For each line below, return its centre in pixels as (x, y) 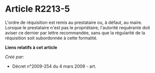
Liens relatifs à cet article (31, 47)
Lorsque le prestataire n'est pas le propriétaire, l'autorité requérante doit (77, 27)
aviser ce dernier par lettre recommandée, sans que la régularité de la (75, 33)
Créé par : (15, 56)
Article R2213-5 (38, 9)
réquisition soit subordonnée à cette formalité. (51, 38)
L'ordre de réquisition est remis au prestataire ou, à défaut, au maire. (74, 22)
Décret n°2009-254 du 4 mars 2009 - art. (54, 66)
